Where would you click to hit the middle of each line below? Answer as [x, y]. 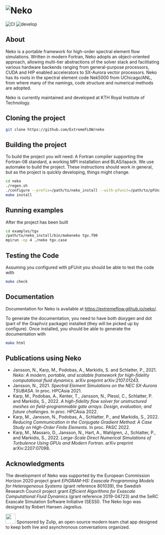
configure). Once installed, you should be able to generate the [68, 329]
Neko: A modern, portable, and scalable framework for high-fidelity [81, 375]
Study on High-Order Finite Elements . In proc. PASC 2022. [71, 427]
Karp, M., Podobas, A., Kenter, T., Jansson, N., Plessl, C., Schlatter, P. [82, 396]
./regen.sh [17, 186]
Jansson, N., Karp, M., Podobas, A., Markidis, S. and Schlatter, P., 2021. [85, 370]
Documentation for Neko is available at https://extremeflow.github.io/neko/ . [81, 309]
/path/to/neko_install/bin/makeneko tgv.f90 [52, 236]
